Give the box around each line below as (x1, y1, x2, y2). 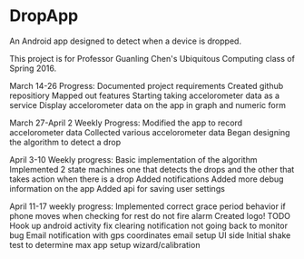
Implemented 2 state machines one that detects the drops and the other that (9, 164, 295, 174)
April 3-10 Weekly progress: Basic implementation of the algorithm (9, 154, 258, 164)
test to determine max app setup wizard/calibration (9, 239, 201, 250)
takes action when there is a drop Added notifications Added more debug (9, 174, 284, 184)
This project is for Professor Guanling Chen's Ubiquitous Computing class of (9, 53, 295, 64)
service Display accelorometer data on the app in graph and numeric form (9, 99, 286, 110)
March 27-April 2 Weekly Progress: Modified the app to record (9, 117, 243, 128)
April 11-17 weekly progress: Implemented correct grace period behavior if (9, 201, 286, 212)
